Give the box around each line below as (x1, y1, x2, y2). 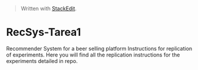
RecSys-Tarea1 (6, 26, 81, 39)
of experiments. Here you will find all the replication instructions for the (6, 51, 180, 58)
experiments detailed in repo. (6, 57, 78, 64)
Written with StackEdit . (20, 5, 77, 12)
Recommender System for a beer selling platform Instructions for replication (6, 45, 193, 52)
